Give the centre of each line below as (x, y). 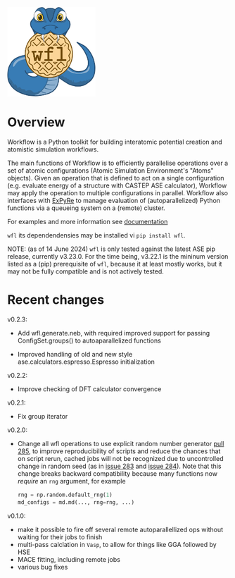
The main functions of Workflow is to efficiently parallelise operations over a (118, 163)
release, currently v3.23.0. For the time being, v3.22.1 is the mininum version (118, 257)
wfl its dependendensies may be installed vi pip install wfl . (96, 235)
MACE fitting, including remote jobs (69, 559)
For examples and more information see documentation (88, 222)
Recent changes (56, 300)
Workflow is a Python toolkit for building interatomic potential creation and (115, 142)
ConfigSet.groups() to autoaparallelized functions (89, 340)
